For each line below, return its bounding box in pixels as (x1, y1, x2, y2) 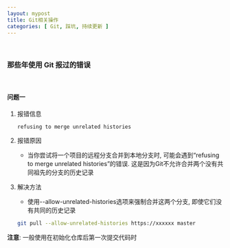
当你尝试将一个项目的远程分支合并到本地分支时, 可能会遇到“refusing (27, 151, 220, 159)
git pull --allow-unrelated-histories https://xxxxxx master (16, 220, 196, 227)
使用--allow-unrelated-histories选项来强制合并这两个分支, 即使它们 (27, 197, 216, 205)
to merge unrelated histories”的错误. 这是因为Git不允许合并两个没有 (27, 159, 218, 167)
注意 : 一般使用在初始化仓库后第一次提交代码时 (7, 233, 137, 241)
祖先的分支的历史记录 (33, 168, 94, 176)
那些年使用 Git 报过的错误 (7, 60, 91, 70)
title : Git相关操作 (7, 17, 59, 23)
